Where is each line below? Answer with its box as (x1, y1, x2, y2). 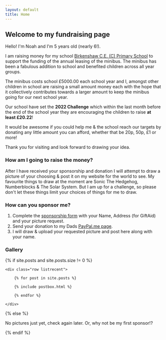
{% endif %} (5, 330, 31, 336)
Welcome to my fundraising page (5, 30, 110, 39)
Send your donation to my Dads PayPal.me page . (12, 223, 113, 229)
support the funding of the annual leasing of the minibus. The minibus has (5, 58, 157, 65)
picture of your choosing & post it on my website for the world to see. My (5, 173, 155, 179)
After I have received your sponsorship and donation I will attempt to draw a (5, 168, 161, 174)
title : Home (5, 12, 30, 17)
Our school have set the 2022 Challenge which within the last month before (5, 104, 161, 110)
